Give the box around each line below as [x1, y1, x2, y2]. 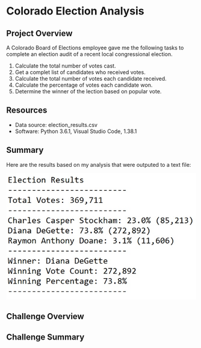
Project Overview [6, 28, 73, 39]
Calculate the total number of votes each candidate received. [14, 75, 167, 82]
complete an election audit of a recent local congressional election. [6, 51, 173, 58]
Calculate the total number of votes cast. [14, 62, 116, 69]
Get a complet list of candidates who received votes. [14, 69, 146, 76]
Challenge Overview [6, 311, 84, 322]
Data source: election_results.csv [14, 121, 98, 128]
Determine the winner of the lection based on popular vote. [14, 88, 162, 95]
